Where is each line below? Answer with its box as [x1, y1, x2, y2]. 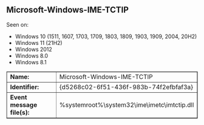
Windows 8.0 [15, 52, 49, 59]
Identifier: [10, 83, 39, 91]
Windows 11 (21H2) [15, 39, 63, 46]
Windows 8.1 [15, 58, 47, 66]
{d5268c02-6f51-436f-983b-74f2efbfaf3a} [59, 83, 194, 91]
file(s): [10, 108, 30, 117]
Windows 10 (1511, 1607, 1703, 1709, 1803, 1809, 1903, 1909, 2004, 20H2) [15, 33, 197, 40]
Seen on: [6, 21, 29, 28]
